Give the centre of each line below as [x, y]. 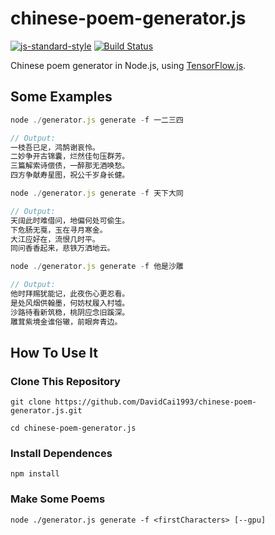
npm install [35, 474]
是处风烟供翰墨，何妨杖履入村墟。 [70, 303]
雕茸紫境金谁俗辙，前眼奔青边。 [66, 322]
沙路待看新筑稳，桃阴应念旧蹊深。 [70, 312]
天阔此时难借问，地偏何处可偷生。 [70, 220]
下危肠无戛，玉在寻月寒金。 [59, 230]
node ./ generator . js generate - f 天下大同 [97, 193]
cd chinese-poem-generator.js [73, 428]
